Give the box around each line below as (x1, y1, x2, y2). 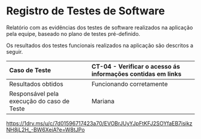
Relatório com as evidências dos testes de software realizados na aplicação (6, 24, 193, 31)
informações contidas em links (92, 70, 182, 78)
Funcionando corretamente (92, 79, 168, 88)
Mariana (92, 97, 115, 105)
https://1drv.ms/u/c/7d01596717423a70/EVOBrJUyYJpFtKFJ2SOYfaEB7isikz (6, 119, 193, 126)
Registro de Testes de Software (6, 4, 165, 18)
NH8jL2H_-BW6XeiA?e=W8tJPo (6, 126, 85, 133)
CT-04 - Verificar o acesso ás (92, 62, 181, 70)
